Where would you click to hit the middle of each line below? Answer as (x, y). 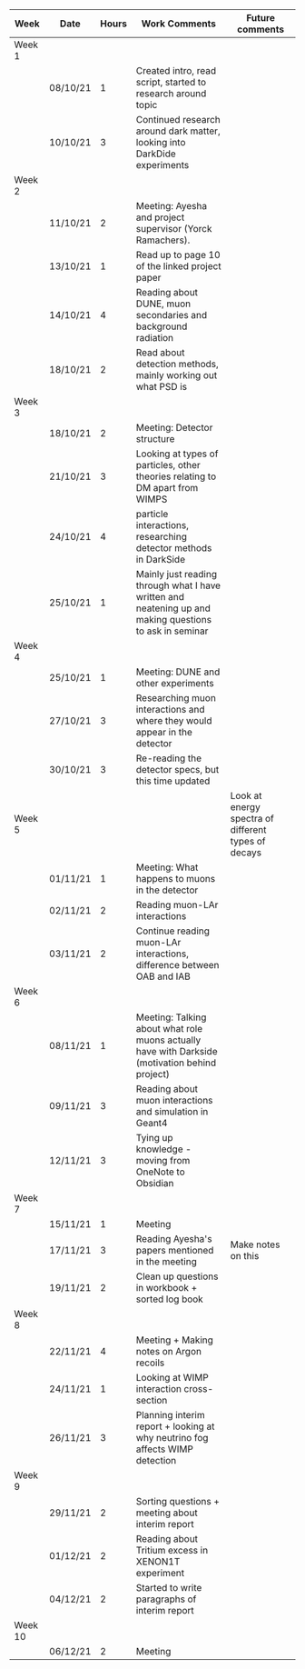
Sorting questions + (178, 1501)
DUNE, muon (163, 304)
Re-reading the (169, 758)
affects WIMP (164, 1449)
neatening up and (173, 608)
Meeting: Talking (171, 1017)
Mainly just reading (177, 574)
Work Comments (178, 24)
